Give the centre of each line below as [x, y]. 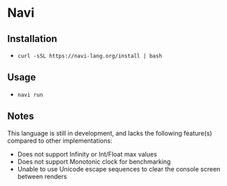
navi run [30, 95]
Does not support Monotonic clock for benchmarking [94, 162]
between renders [42, 176]
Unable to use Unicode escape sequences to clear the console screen [119, 169]
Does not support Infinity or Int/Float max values [87, 154]
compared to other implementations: [60, 141]
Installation [32, 39]
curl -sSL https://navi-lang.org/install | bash [90, 56]
